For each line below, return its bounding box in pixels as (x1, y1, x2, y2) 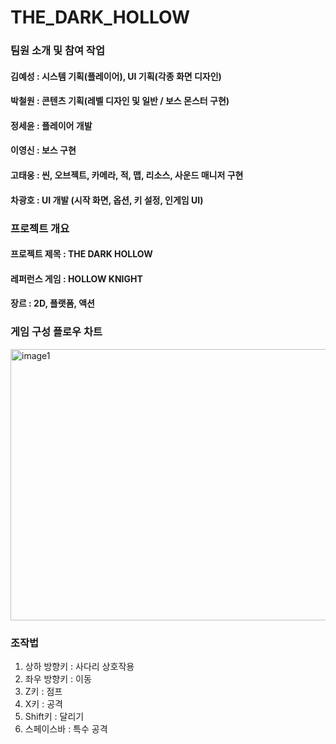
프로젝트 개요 (10, 221, 70, 235)
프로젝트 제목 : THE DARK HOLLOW (10, 248, 153, 260)
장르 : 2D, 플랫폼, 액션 (10, 297, 95, 310)
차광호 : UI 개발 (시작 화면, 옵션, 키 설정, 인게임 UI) (10, 194, 204, 206)
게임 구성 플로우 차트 (10, 325, 103, 339)
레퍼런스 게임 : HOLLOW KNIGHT (10, 272, 143, 285)
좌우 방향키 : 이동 (24, 672, 92, 685)
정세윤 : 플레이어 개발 (10, 119, 93, 131)
